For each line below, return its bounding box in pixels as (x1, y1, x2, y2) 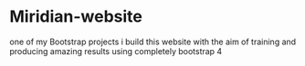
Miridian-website (9, 6, 143, 27)
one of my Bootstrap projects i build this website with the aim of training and (9, 36, 297, 47)
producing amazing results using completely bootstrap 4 (9, 45, 223, 56)
